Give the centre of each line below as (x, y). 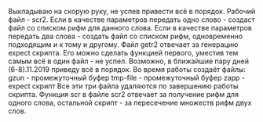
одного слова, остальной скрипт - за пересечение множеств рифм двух (130, 102)
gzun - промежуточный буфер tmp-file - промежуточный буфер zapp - (127, 78)
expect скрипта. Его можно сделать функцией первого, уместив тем (123, 53)
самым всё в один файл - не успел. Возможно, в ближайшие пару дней (129, 61)
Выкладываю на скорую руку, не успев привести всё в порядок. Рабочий (132, 11)
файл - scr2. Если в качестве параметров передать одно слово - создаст (131, 20)
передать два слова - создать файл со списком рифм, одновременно (126, 36)
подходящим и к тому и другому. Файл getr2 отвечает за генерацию (123, 45)
